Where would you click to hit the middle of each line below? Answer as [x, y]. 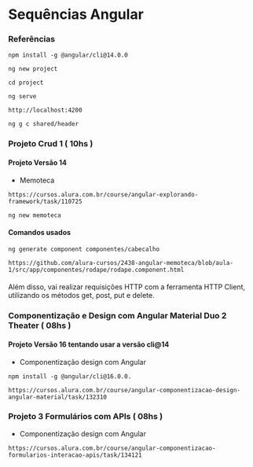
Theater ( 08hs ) [40, 325]
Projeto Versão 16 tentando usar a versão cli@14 [89, 344]
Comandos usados [40, 233]
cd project [26, 83]
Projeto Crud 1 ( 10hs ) [51, 144]
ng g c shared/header [44, 124]
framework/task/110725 [45, 201]
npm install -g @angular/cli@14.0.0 [68, 55]
